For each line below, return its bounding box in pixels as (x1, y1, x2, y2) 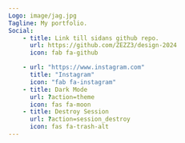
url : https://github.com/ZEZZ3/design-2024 (29, 42, 178, 50)
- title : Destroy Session (22, 108, 110, 116)
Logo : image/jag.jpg (8, 11, 78, 20)
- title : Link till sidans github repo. (22, 34, 159, 42)
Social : (8, 26, 34, 34)
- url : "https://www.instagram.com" (22, 63, 146, 72)
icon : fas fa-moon (29, 101, 91, 109)
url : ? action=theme (29, 93, 95, 101)
